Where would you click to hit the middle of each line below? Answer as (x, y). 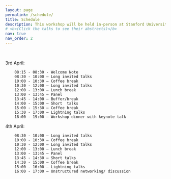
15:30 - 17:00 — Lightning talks (50, 112)
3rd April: (15, 63)
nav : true (16, 34)
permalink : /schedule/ (29, 15)
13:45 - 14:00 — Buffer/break (47, 99)
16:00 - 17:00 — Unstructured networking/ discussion (73, 171)
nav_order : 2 (19, 39)
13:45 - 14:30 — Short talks (45, 158)
